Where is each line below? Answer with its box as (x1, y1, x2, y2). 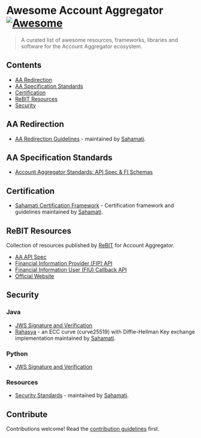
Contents (6, 60, 42, 70)
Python (6, 350, 28, 358)
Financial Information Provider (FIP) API (14, 260, 113, 267)
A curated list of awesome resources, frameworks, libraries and (20, 36, 178, 43)
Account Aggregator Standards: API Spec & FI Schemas (14, 168, 153, 176)
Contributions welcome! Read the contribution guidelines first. (6, 425, 160, 433)
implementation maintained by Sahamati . (14, 335, 116, 342)
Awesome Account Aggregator (6, 4, 164, 17)
